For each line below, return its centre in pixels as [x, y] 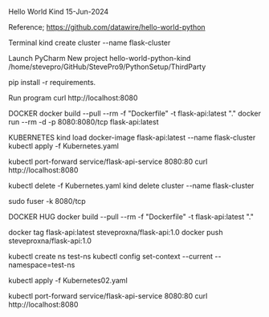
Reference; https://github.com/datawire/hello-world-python [107, 27]
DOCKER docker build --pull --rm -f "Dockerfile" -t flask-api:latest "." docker [135, 113]
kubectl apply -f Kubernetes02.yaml [68, 280]
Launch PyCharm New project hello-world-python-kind [100, 58]
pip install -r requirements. [52, 82]
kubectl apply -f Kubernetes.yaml [63, 146]
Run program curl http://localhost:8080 [73, 98]
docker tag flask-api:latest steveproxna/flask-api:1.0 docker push [116, 232]
